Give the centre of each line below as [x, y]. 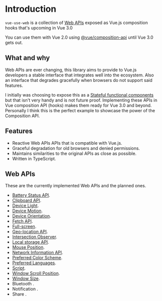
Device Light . [25, 206]
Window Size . [26, 278]
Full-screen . [24, 226]
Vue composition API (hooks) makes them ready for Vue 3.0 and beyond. [79, 105]
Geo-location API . [30, 232]
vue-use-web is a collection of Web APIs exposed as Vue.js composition [76, 23]
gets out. [14, 42]
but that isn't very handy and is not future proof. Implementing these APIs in [81, 100]
